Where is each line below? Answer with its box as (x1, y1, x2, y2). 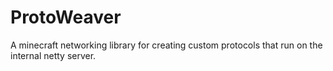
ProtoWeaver (10, 6, 122, 29)
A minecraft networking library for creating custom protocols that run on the (10, 39, 323, 51)
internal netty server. (10, 49, 97, 61)
